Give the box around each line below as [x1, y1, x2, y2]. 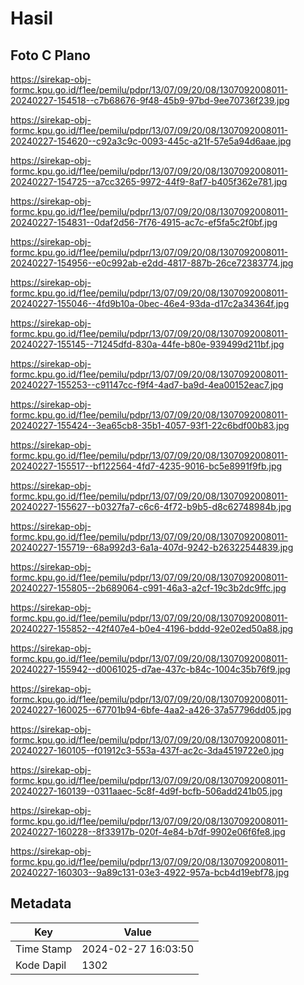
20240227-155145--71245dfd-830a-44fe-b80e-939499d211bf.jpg [10, 338, 285, 350]
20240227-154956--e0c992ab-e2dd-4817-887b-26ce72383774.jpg [10, 257, 294, 269]
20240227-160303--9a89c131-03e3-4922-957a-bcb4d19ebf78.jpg [10, 867, 290, 878]
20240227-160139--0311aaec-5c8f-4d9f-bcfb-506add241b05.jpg [10, 785, 283, 797]
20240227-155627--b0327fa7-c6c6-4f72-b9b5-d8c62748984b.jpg [10, 501, 292, 512]
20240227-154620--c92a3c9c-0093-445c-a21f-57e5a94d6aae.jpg [10, 135, 292, 147]
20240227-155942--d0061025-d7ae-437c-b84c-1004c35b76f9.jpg [10, 663, 291, 675]
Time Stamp [15, 942, 73, 956]
